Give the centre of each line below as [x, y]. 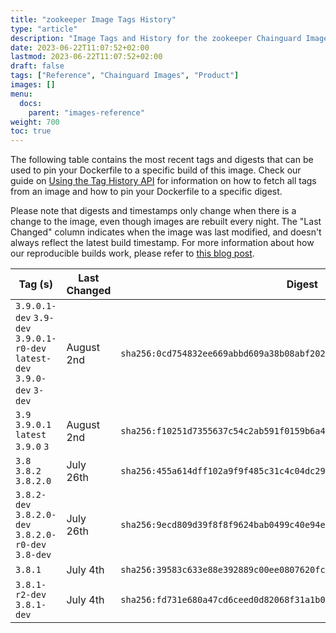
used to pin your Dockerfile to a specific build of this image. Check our [156, 170]
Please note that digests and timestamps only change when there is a [153, 211]
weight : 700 [35, 122]
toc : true [31, 131]
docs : [31, 103]
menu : [21, 94]
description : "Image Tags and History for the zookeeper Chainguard [156, 38]
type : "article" [44, 29]
